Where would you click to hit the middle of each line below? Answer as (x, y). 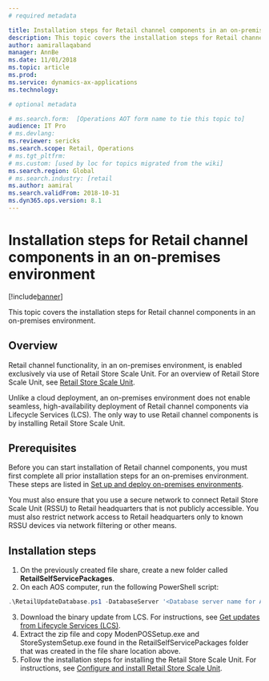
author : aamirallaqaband (50, 45)
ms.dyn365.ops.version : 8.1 (55, 201)
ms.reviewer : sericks (44, 141)
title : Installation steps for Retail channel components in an (118, 30)
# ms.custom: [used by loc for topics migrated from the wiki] (116, 163)
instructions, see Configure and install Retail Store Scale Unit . (121, 668)
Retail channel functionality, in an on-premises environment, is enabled (125, 365)
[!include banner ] (36, 296)
